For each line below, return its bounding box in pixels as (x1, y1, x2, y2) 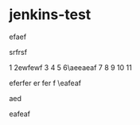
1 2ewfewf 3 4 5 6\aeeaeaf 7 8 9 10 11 (9, 62, 132, 72)
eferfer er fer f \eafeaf (9, 78, 82, 88)
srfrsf (9, 47, 27, 57)
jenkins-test (9, 6, 91, 24)
